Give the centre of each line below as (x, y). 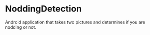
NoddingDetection (44, 9)
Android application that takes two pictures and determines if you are (75, 22)
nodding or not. (21, 27)
